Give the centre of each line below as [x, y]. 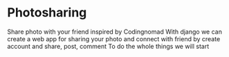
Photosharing [47, 13]
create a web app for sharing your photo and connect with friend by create [114, 38]
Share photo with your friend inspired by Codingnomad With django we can [115, 32]
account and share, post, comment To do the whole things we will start [108, 46]
